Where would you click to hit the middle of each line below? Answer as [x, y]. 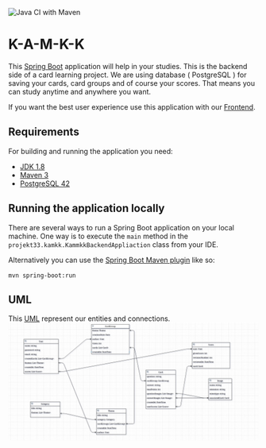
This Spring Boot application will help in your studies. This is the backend [128, 66]
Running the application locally [87, 209]
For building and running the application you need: [91, 151]
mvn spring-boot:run [42, 275]
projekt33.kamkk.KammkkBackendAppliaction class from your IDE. [113, 244]
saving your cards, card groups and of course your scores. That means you [132, 83]
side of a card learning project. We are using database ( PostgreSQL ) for [127, 75]
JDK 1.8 [32, 166]
